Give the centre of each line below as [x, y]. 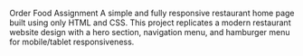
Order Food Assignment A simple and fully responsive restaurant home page [152, 13]
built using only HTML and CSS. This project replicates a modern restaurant [150, 23]
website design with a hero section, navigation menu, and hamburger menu [150, 32]
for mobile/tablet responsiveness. [72, 42]
